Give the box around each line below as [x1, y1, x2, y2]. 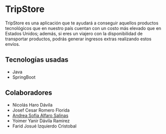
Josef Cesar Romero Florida [12, 107, 70, 113]
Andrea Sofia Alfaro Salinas [12, 112, 68, 118]
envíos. [5, 41, 20, 47]
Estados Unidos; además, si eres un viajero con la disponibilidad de [5, 30, 143, 36]
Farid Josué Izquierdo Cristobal [12, 123, 77, 129]
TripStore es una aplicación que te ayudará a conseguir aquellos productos [5, 20, 159, 26]
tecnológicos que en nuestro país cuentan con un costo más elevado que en [5, 25, 162, 31]
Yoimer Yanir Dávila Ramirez [12, 118, 70, 124]
